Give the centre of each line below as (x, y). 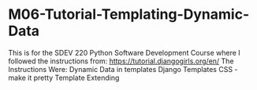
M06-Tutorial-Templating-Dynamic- (129, 14)
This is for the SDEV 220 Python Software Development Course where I (124, 52)
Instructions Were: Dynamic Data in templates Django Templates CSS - (123, 69)
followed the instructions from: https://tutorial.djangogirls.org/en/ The (121, 61)
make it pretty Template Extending (64, 77)
